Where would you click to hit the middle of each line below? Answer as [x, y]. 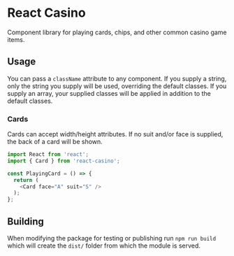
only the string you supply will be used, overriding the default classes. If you [117, 86]
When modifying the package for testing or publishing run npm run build [112, 238]
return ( [26, 180]
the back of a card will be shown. [55, 142]
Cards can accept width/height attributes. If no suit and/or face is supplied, [115, 134]
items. [16, 39]
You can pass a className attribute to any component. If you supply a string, [117, 78]
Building [25, 221]
